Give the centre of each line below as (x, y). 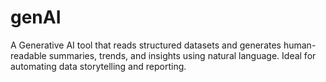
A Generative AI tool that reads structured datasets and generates (146, 45)
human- (300, 45)
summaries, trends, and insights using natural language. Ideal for (182, 55)
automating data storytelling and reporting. (98, 66)
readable (28, 55)
